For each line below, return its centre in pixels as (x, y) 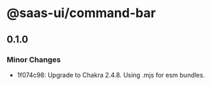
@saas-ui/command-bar (82, 13)
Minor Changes (34, 60)
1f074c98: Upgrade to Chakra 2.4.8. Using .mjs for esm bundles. (111, 75)
